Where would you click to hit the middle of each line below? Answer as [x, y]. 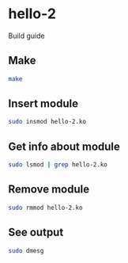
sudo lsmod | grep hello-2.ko [58, 165]
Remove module [49, 190]
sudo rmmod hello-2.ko [45, 208]
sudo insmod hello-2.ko [47, 122]
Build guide [26, 36]
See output [36, 233]
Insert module [43, 104]
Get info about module [64, 146]
